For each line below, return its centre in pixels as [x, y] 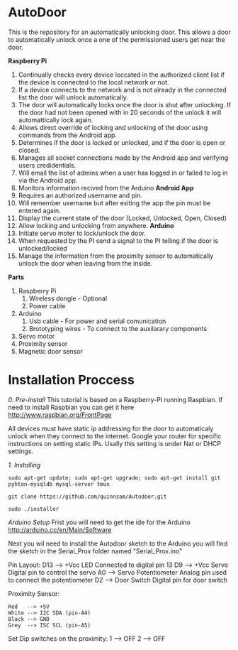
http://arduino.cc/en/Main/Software [60, 529]
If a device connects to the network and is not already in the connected [123, 90]
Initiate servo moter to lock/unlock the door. [82, 233]
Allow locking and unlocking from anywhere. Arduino [96, 225]
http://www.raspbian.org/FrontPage [60, 415]
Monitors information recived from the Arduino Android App [106, 188]
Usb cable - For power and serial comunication [97, 321]
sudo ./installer [34, 509]
